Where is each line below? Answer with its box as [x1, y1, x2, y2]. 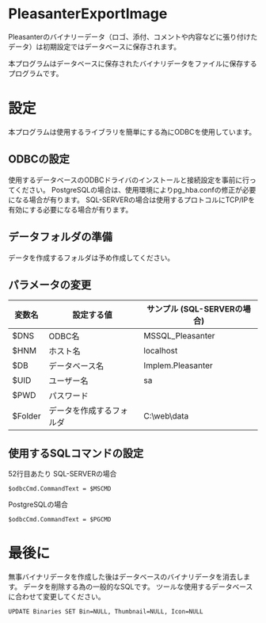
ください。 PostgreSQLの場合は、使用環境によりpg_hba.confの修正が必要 [14, 185, 256, 194]
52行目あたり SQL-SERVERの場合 [8, 469, 117, 479]
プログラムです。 [8, 68, 63, 78]
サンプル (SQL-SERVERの [146, 304, 243, 315]
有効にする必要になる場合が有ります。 [8, 204, 133, 214]
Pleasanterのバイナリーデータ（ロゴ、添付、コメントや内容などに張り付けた [8, 32, 258, 41]
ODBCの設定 [8, 152, 70, 166]
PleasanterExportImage [8, 5, 168, 23]
